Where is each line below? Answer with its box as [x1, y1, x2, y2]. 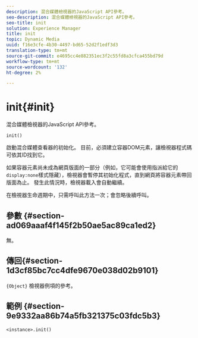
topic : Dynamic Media [6, 36, 60, 42]
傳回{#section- [6, 256, 63, 266]
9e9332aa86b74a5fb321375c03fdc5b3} [6, 311, 161, 321]
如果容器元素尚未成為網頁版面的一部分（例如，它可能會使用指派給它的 [6, 164, 178, 171]
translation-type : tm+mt [6, 48, 68, 54]
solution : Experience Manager [6, 25, 81, 32]
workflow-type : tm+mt [6, 58, 60, 64]
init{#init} [6, 101, 55, 114]
